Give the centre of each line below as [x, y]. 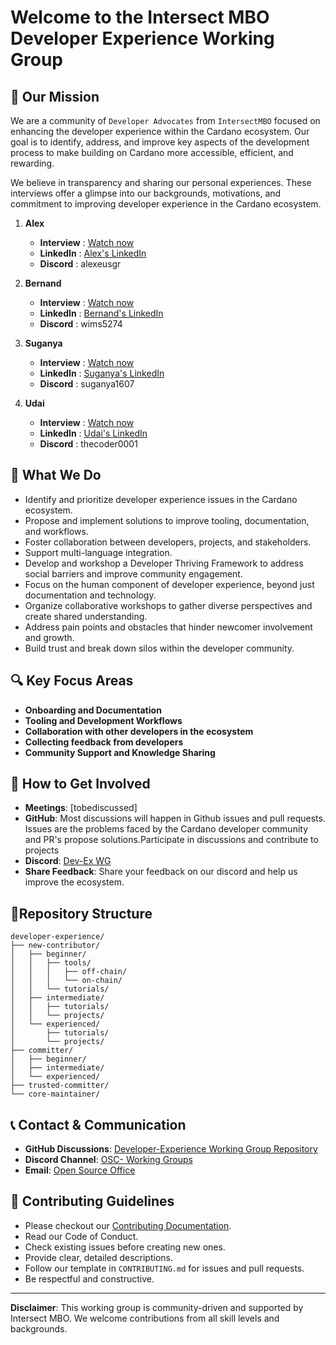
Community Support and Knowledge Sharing [120, 752]
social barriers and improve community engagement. [133, 573]
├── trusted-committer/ [60, 1086]
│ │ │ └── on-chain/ [66, 981]
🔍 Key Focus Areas [72, 681]
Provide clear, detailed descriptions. [98, 1257]
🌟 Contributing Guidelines [92, 1201]
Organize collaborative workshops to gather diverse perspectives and [168, 605]
